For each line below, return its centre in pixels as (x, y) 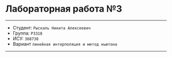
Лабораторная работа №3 (64, 9)
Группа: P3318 (27, 33)
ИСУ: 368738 (26, 38)
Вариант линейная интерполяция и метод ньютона (65, 44)
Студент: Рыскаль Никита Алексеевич (52, 27)
